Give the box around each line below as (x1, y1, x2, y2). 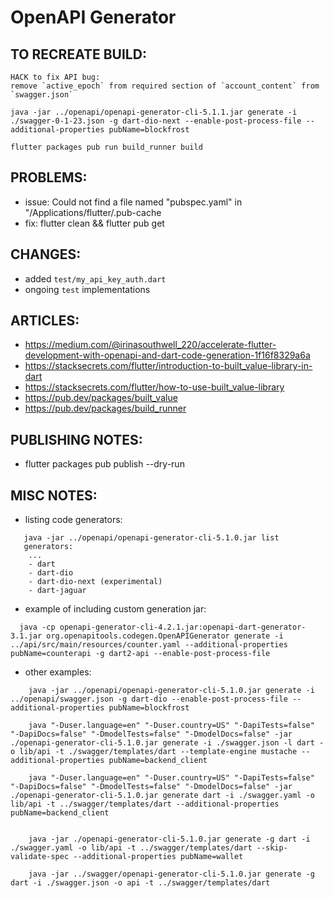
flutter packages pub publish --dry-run (24, 458, 185, 470)
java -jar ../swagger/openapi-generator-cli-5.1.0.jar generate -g (28, 869, 315, 880)
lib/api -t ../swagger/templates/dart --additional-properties (10, 799, 280, 810)
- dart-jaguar (28, 586, 87, 596)
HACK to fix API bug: (10, 72, 101, 82)
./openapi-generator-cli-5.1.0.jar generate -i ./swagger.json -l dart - (10, 738, 325, 748)
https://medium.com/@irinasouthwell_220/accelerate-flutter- (24, 339, 277, 351)
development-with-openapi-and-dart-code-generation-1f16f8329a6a (24, 349, 311, 361)
